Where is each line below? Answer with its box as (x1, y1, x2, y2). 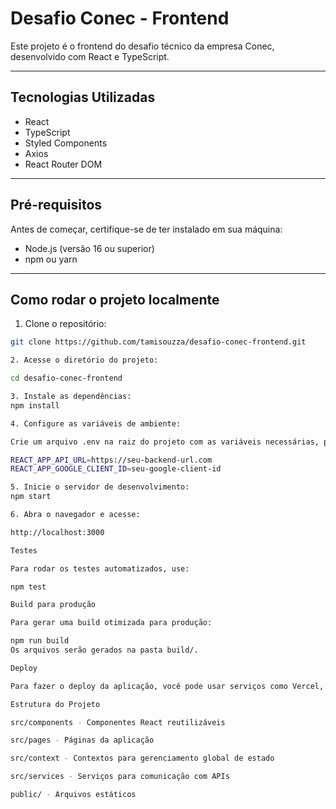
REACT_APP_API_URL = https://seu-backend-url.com (10, 455, 213, 465)
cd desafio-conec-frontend (10, 373, 123, 384)
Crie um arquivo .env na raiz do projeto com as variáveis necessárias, (10, 437, 320, 447)
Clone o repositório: (24, 318, 107, 330)
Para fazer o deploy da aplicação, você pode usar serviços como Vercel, (10, 681, 325, 691)
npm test (10, 582, 47, 592)
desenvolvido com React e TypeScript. (10, 50, 170, 62)
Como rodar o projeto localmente (10, 291, 220, 308)
